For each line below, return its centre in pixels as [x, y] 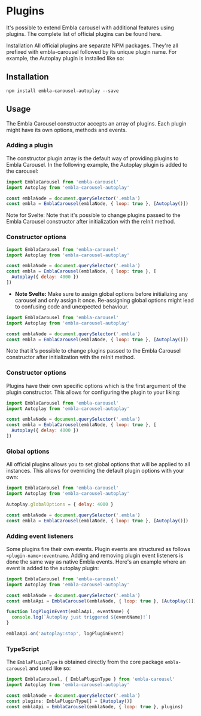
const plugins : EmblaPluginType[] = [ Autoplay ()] [69, 701]
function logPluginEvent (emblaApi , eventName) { [68, 612]
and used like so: [50, 668]
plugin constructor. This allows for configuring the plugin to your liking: [93, 392]
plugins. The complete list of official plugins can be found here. [84, 33]
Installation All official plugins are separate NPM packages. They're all [92, 45]
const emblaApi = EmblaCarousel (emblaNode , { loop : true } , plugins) [95, 706]
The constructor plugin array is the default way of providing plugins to [92, 158]
